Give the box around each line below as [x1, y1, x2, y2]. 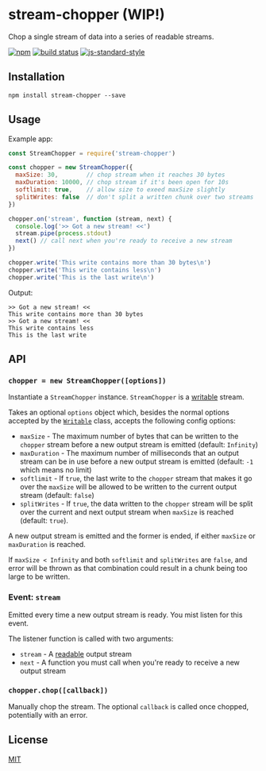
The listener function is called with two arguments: [8, 634, 174, 643]
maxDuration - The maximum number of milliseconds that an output [19, 449, 240, 458]
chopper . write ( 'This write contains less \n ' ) [8, 266, 161, 274]
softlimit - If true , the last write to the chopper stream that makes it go [19, 474, 253, 484]
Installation [8, 70, 65, 84]
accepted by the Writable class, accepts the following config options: [8, 416, 236, 426]
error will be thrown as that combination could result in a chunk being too [8, 564, 248, 573]
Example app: [8, 133, 53, 144]
